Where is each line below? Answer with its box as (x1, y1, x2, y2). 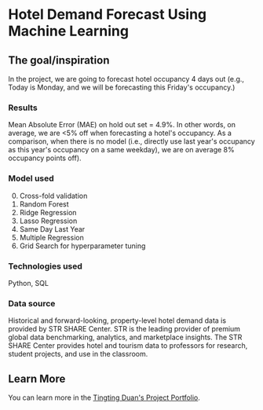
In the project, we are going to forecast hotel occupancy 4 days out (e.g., (8, 75, 245, 83)
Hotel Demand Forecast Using (8, 5, 207, 24)
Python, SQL (8, 278, 49, 287)
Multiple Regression (19, 232, 84, 242)
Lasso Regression (19, 216, 78, 225)
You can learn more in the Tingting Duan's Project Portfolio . (8, 393, 200, 402)
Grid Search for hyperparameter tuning (19, 241, 146, 251)
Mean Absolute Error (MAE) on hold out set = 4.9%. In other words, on (8, 120, 236, 130)
